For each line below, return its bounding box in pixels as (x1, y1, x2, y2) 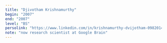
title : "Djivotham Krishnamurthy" (5, 7, 77, 12)
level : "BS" (5, 21, 30, 26)
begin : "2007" (5, 12, 35, 17)
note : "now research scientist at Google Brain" (5, 30, 108, 35)
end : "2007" (5, 16, 30, 21)
